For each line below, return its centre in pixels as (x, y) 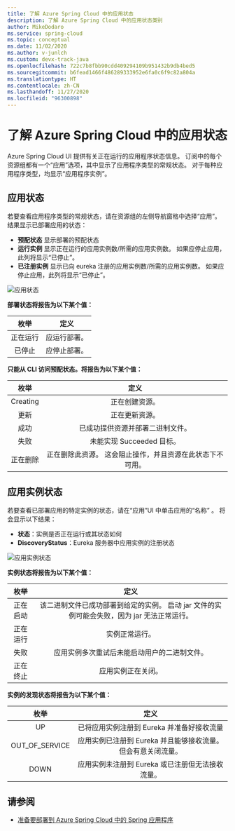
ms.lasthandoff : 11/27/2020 (48, 92)
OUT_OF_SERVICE (41, 745)
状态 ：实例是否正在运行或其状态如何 (70, 534)
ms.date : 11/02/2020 (37, 46)
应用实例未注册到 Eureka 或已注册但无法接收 (151, 764)
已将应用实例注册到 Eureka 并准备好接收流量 (151, 727)
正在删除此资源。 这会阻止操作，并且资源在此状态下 (131, 454)
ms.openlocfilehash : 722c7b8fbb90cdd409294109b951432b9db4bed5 (101, 66)
